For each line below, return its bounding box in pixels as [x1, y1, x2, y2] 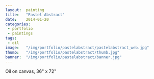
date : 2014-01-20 [5, 17, 49, 22]
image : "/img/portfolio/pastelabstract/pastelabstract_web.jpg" [5, 45, 149, 50]
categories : [5, 21, 31, 27]
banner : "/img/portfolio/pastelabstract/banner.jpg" [5, 54, 122, 60]
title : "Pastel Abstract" [5, 12, 65, 17]
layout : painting [5, 7, 44, 13]
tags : [5, 36, 17, 41]
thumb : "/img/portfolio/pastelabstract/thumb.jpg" [5, 50, 120, 55]
